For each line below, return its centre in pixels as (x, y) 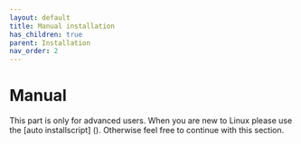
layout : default (40, 18)
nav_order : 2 (34, 51)
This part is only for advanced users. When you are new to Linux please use (151, 121)
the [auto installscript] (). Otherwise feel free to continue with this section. (147, 130)
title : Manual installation (62, 26)
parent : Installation (50, 43)
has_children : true (46, 34)
